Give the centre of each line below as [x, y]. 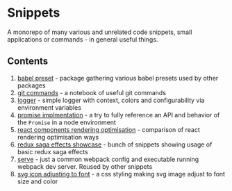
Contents [28, 61]
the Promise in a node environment [67, 122]
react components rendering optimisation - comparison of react [108, 129]
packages [32, 85]
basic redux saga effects [52, 151]
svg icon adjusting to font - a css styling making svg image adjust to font [121, 174]
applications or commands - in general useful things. [83, 39]
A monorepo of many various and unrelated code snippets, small [100, 32]
